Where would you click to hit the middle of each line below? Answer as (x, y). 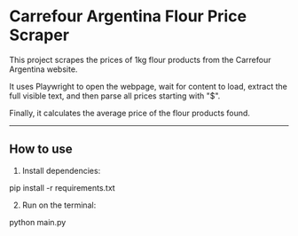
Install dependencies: (61, 170)
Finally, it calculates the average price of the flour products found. (130, 113)
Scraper (39, 35)
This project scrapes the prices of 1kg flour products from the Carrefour (140, 59)
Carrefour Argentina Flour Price (128, 16)
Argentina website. (43, 69)
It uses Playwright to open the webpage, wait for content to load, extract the (149, 86)
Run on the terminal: (59, 205)
